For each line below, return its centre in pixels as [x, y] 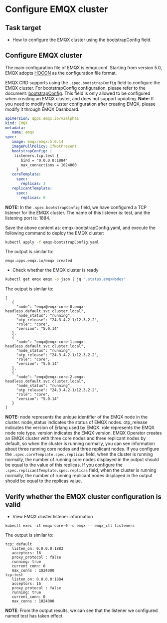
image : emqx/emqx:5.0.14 [38, 142]
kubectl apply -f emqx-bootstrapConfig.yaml [52, 242]
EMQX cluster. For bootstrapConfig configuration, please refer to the [76, 88]
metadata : [15, 128]
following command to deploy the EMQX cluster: [55, 233]
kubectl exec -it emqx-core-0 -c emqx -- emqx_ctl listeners [70, 526]
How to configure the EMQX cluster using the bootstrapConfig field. [82, 40]
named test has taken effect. [34, 616]
